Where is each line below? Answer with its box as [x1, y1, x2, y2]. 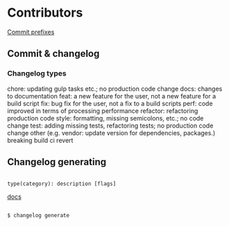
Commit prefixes [7, 28, 55, 36]
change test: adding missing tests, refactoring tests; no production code [7, 121, 214, 130]
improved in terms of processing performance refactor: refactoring [7, 106, 198, 115]
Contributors [7, 5, 83, 21]
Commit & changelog [7, 48, 100, 60]
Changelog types [7, 69, 67, 78]
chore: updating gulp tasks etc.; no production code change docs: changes [7, 85, 223, 93]
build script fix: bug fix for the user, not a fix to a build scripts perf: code [7, 99, 213, 107]
